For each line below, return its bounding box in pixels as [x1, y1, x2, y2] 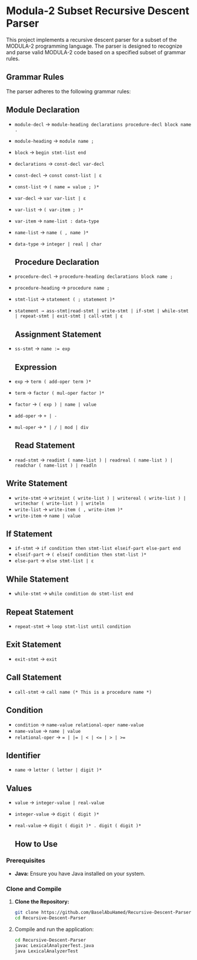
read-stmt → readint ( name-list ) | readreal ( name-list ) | [14, 456, 173, 463]
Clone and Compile [6, 884, 62, 893]
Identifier [6, 751, 41, 761]
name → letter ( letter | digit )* [14, 766, 102, 774]
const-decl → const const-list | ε [14, 171, 102, 178]
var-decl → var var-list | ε [14, 194, 86, 201]
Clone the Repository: [14, 898, 69, 905]
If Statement [6, 529, 53, 539]
